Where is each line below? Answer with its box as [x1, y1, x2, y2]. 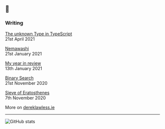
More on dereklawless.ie [5, 104, 55, 110]
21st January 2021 [5, 51, 42, 56]
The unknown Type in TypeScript [5, 30, 72, 37]
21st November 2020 [5, 80, 48, 86]
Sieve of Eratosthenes [5, 89, 50, 96]
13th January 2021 [5, 65, 43, 71]
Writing [5, 20, 24, 26]
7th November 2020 [5, 95, 46, 101]
